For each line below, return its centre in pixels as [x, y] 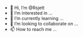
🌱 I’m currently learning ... [37, 18]
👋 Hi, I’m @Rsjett [27, 8]
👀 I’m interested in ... [31, 13]
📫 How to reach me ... [33, 29]
